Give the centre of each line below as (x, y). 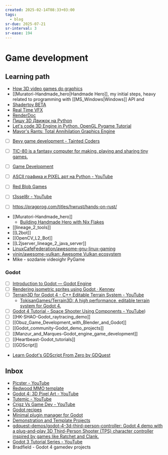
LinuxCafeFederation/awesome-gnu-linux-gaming (64, 249)
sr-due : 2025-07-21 (25, 24)
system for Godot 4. (40, 306)
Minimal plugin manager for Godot (48, 415)
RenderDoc (24, 115)
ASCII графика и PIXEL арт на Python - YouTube (63, 177)
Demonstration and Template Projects (51, 420)
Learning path (27, 77)
